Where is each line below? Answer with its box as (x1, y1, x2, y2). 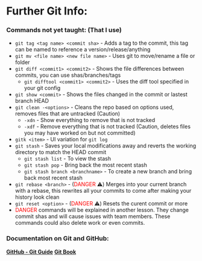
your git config (24, 85, 61, 92)
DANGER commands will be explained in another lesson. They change (14, 207, 189, 214)
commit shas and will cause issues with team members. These (14, 213, 171, 220)
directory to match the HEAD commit (14, 149, 107, 156)
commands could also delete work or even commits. (14, 219, 145, 227)
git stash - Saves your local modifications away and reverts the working (14, 142, 197, 149)
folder (14, 59, 30, 66)
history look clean (14, 193, 60, 201)
